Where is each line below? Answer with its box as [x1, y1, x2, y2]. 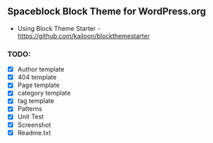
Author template [17, 65, 65, 74]
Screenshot [17, 121, 51, 129]
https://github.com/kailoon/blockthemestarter [17, 32, 150, 40]
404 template [17, 73, 57, 81]
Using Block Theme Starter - [17, 24, 101, 32]
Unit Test [17, 112, 44, 121]
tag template [17, 97, 55, 105]
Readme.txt [17, 128, 51, 137]
